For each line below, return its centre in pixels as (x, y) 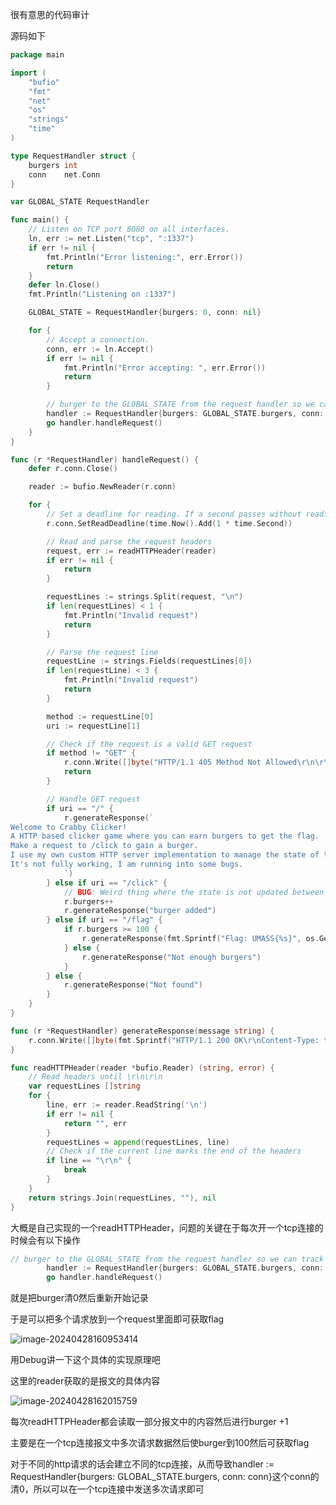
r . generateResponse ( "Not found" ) (133, 985)
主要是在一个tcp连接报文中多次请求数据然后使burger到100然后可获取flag (160, 1443)
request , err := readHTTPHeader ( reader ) (131, 551)
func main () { (40, 220)
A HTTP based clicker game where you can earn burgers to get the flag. (165, 836)
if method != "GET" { (91, 753)
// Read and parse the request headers (129, 541)
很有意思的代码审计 (50, 14)
